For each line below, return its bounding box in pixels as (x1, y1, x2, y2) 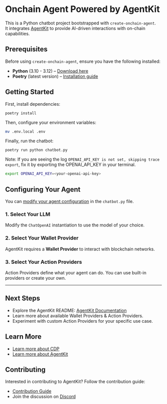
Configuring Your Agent (5, 185, 81, 194)
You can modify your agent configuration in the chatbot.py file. (5, 199, 134, 204)
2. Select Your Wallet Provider (5, 234, 79, 241)
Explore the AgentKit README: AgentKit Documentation (12, 307, 127, 313)
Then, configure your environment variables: (5, 119, 96, 125)
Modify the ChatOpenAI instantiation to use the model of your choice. (5, 222, 145, 228)
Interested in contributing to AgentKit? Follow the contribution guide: (5, 379, 146, 385)
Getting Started (5, 88, 54, 96)
